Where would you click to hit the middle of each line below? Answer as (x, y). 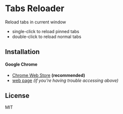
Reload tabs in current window (36, 22)
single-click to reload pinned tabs (45, 31)
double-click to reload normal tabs (47, 37)
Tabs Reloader (35, 9)
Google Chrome (21, 64)
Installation (22, 52)
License (17, 95)
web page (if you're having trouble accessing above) (65, 80)
